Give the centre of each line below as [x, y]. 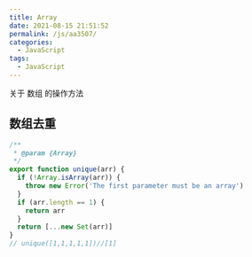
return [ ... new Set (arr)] [65, 227]
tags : [19, 58]
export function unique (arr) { [67, 169]
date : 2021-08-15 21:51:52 [59, 26]
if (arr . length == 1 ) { [61, 202]
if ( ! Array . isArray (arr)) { [69, 178]
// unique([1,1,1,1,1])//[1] [63, 244]
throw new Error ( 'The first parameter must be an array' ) [134, 186]
